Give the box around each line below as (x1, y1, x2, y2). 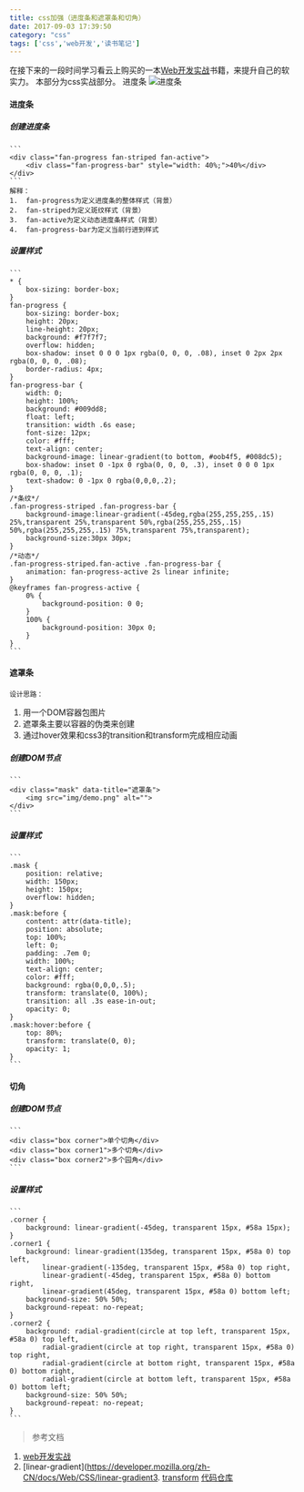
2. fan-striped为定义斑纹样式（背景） (9, 206, 146, 215)
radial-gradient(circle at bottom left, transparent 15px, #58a (42, 1374, 291, 1385)
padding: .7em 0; (25, 948, 92, 957)
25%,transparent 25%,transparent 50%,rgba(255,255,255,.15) (9, 517, 243, 526)
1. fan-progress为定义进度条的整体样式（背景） (9, 196, 177, 205)
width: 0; (25, 388, 64, 397)
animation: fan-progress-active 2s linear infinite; (25, 567, 230, 577)
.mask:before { (9, 908, 67, 918)
